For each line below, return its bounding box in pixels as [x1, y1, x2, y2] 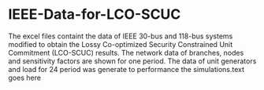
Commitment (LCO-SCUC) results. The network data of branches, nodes [8, 48, 244, 57]
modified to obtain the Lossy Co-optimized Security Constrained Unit [8, 39, 233, 49]
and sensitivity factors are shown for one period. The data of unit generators [8, 56, 257, 66]
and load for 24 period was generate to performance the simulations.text [8, 64, 245, 74]
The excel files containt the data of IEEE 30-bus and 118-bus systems [8, 31, 233, 41]
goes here [8, 73, 42, 82]
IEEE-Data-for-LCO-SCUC [8, 5, 181, 23]
